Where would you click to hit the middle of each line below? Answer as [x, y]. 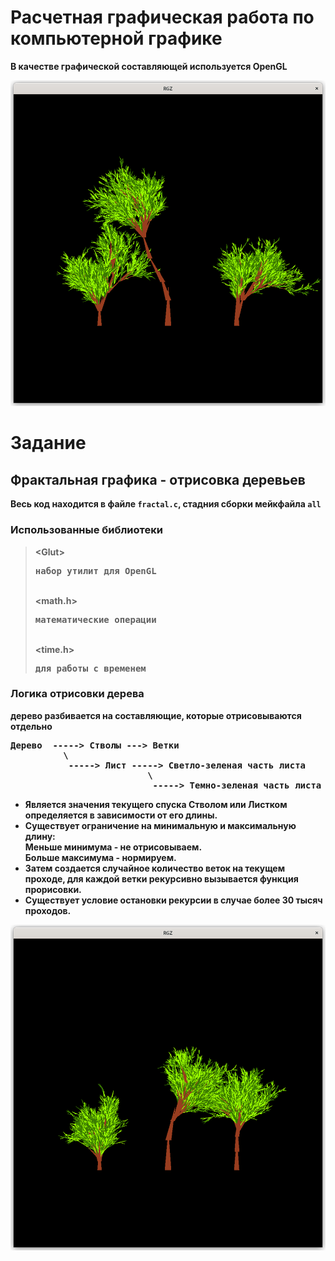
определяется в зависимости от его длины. [121, 815]
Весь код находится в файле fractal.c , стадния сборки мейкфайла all [166, 504]
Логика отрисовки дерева [77, 694]
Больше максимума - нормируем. [100, 857]
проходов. [48, 910]
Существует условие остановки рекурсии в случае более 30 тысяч [173, 900]
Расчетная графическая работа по [162, 17]
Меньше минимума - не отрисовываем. [113, 847]
